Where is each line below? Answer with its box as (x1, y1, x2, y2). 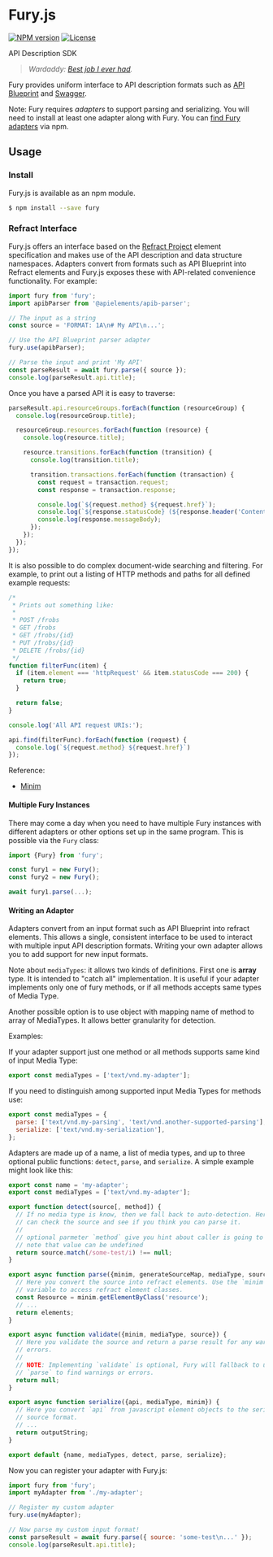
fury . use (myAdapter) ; (8, 1511, 82, 1520)
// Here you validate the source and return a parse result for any (15, 1338, 253, 1346)
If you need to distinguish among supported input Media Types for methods (8, 1086, 262, 1096)
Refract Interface (8, 223, 77, 234)
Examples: (8, 1031, 43, 1042)
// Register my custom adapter (8, 1503, 115, 1511)
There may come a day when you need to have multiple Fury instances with (8, 818, 262, 828)
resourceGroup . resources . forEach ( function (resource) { (15, 426, 209, 434)
